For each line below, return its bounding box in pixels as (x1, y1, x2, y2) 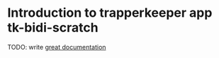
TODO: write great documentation (7, 43, 106, 51)
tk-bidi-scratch (7, 20, 99, 36)
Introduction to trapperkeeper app (7, 5, 213, 21)
